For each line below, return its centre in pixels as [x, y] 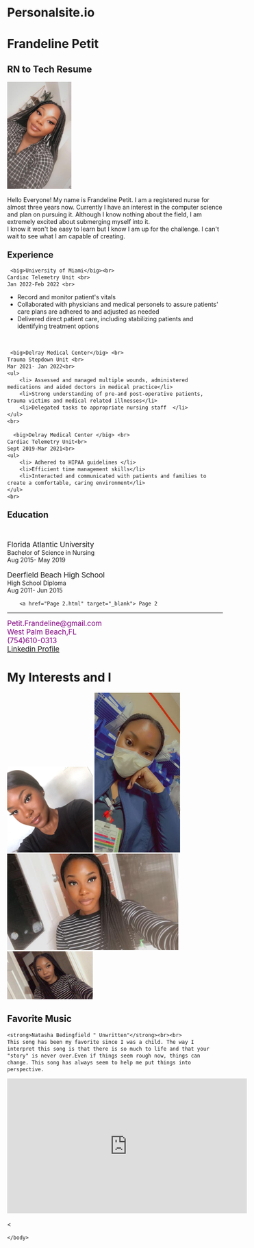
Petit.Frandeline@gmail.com [55, 623]
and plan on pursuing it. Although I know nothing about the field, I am [104, 214]
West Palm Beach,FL [42, 632]
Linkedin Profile [33, 649]
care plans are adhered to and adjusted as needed [88, 312]
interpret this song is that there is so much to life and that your [109, 1049]
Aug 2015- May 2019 [37, 560]
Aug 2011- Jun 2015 [35, 590]
